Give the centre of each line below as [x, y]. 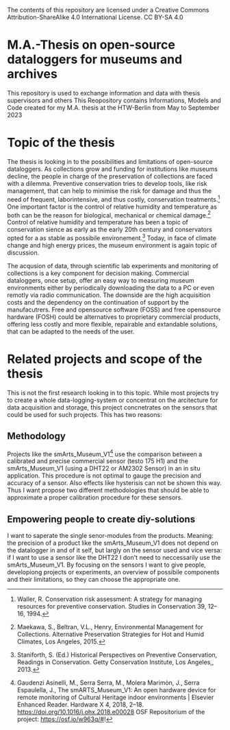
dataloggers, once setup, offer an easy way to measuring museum [101, 280]
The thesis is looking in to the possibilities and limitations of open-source [110, 161]
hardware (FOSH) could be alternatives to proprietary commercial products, [114, 317]
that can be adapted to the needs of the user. [71, 331]
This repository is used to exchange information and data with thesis [104, 93]
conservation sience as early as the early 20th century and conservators [110, 230]
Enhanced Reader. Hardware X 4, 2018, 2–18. [80, 705]
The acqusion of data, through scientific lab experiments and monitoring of [113, 266]
